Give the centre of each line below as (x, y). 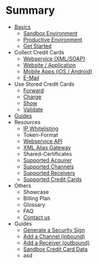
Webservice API (43, 141)
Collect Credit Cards (39, 52)
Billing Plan (37, 198)
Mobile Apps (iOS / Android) (58, 71)
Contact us (37, 217)
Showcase (36, 192)
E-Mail (31, 78)
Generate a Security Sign (54, 230)
